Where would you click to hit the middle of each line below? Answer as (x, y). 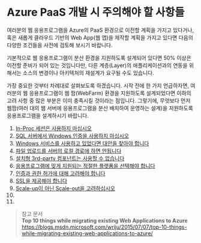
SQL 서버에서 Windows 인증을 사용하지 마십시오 (72, 136)
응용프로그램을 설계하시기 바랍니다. (48, 115)
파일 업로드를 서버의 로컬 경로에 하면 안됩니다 (68, 151)
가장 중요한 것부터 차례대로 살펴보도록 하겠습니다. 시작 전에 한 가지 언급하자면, (98, 85)
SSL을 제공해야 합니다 (41, 181)
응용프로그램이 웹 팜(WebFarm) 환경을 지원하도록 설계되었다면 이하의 (110, 93)
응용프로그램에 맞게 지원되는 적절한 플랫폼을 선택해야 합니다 (85, 166)
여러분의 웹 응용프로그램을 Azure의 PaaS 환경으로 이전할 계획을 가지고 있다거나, (100, 30)
